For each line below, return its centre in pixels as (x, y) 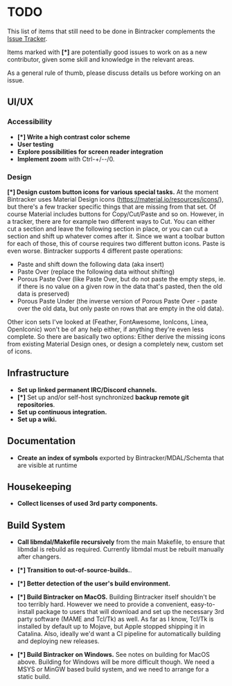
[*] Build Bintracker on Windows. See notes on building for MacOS (113, 655)
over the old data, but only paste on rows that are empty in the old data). (121, 308)
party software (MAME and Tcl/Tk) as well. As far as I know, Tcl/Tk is (115, 619)
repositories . (36, 404)
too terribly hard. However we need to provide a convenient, (103, 604)
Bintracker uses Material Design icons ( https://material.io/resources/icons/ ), (115, 199)
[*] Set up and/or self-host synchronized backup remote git (103, 397)
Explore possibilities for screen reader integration (90, 151)
